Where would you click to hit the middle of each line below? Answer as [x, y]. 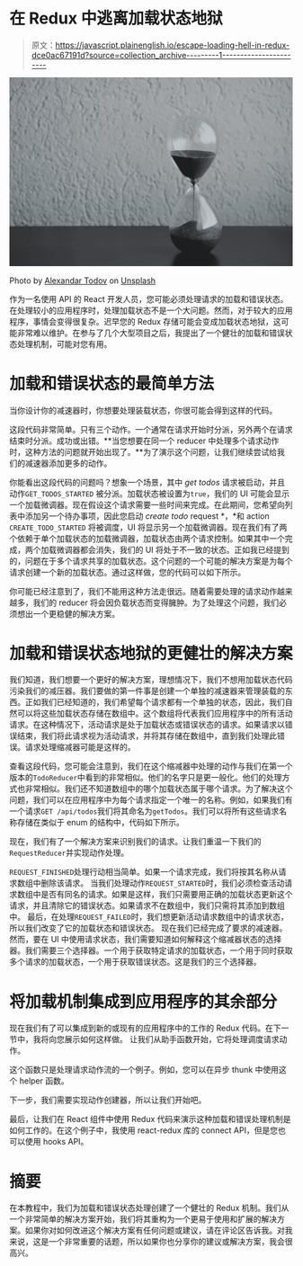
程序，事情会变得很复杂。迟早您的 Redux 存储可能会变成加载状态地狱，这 [145, 321]
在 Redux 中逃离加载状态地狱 [116, 18]
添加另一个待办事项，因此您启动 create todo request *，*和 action [147, 516]
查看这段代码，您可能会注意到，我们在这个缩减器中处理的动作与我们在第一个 [151, 766]
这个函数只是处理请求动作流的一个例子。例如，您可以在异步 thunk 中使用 [144, 1070]
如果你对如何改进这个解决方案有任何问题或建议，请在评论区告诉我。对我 [159, 1230]
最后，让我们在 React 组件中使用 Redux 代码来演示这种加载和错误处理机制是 [150, 1119]
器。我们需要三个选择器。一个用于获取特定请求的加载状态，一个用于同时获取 [151, 950]
